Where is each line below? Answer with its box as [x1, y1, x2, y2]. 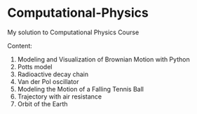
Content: [7, 41, 33, 50]
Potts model [17, 62, 53, 71]
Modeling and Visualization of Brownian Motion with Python [17, 55, 191, 64]
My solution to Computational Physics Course [7, 28, 140, 36]
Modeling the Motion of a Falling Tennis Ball [17, 85, 144, 93]
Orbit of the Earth [17, 99, 68, 108]
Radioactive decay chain [17, 70, 89, 78]
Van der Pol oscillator [17, 77, 79, 85]
